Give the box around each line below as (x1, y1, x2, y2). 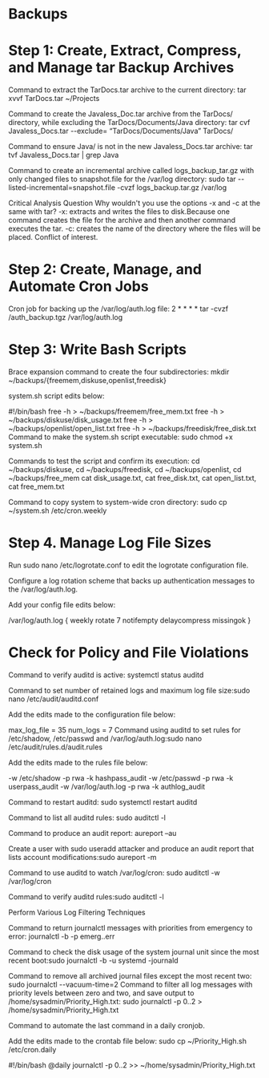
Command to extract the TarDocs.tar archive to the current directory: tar (8, 85, 247, 95)
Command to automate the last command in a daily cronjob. (8, 1020, 206, 1030)
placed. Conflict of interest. (8, 232, 98, 242)
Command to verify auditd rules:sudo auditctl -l (8, 891, 164, 902)
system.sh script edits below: (8, 391, 106, 401)
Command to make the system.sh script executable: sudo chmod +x (8, 432, 234, 442)
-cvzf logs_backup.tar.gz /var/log (117, 183, 227, 192)
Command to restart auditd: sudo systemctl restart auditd (8, 797, 198, 806)
